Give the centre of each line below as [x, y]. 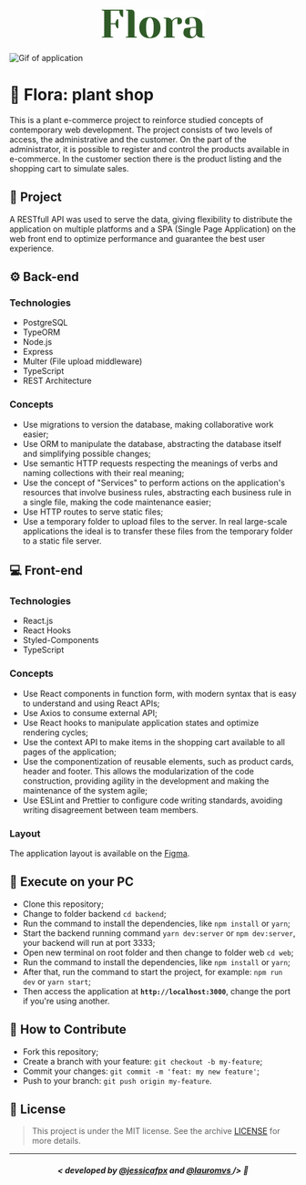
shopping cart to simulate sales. [69, 168]
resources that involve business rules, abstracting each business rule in [157, 492]
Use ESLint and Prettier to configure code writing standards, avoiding [153, 800]
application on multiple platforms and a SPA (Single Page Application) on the [153, 229]
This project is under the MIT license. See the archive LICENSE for [156, 1131]
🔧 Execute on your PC [71, 882]
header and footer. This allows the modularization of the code [138, 771]
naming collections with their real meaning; [103, 473]
